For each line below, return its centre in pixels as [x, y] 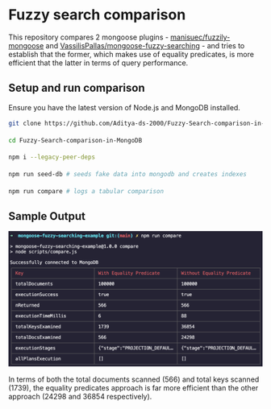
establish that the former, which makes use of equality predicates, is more [131, 54]
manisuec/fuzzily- [200, 37]
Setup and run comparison [77, 88]
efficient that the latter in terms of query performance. [98, 63]
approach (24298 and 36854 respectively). [80, 396]
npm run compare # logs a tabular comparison [86, 191]
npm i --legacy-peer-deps [52, 157]
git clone [25, 123]
